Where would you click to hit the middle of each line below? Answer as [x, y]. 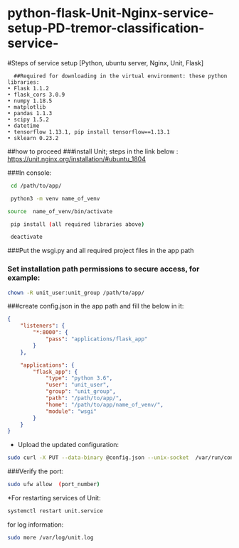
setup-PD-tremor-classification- [106, 28]
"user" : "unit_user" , [78, 385]
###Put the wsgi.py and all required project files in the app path [101, 251]
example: [24, 278]
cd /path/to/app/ [36, 186]
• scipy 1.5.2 [28, 119]
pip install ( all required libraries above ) [77, 224]
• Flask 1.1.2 [28, 88]
